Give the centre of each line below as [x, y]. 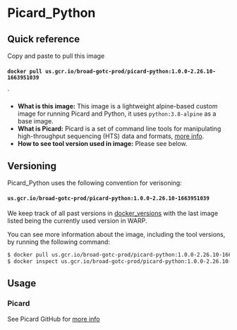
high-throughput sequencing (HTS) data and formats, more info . [111, 136]
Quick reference [44, 39]
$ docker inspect [33, 262]
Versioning [32, 166]
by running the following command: [59, 242]
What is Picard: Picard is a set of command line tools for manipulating [119, 129]
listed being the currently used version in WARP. [77, 221]
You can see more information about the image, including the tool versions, [116, 235]
